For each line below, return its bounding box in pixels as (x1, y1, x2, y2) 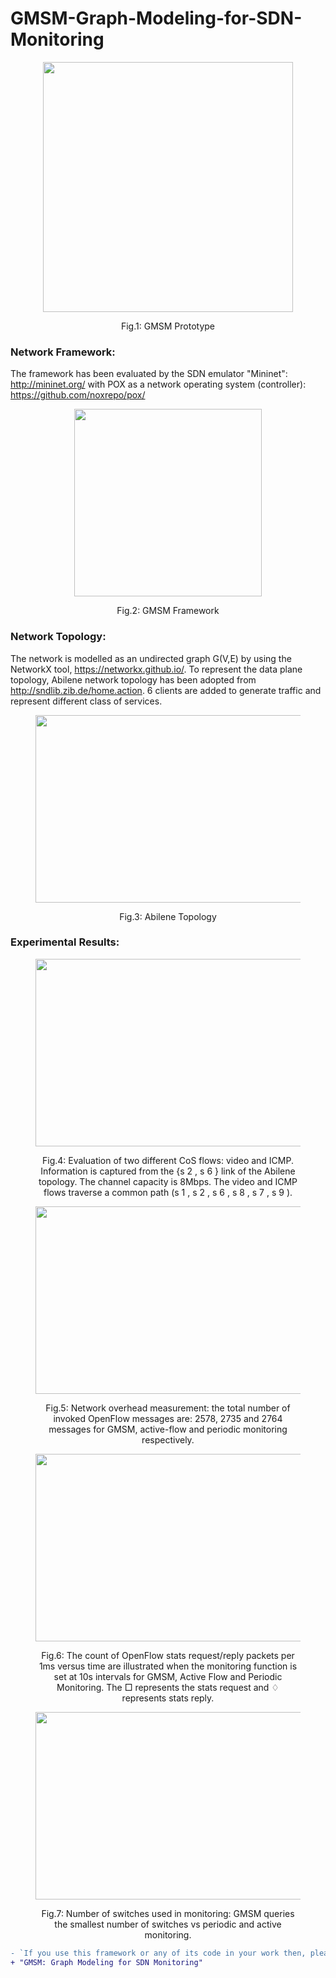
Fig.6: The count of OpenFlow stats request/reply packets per (41, 1649, 295, 1661)
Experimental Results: (10, 935, 120, 949)
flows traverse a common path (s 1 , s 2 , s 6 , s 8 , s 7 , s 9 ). (43, 1186, 293, 1198)
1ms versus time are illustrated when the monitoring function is (38, 1660, 298, 1672)
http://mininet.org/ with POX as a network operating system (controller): (10, 378, 307, 391)
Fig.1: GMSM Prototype (120, 320, 216, 332)
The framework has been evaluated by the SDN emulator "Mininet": (10, 368, 288, 380)
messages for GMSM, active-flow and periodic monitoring (48, 1423, 288, 1435)
